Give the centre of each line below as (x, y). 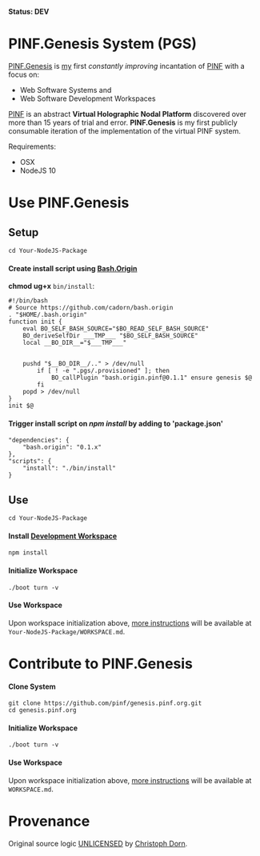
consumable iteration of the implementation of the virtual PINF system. (125, 130)
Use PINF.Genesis (69, 203)
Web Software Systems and (66, 90)
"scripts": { (30, 462)
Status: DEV (29, 12)
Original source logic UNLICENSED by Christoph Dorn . (98, 843)
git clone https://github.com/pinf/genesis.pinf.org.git (105, 703)
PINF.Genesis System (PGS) (103, 44)
